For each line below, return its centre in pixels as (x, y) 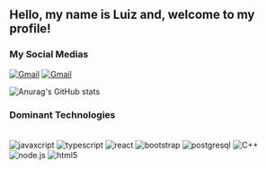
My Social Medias (49, 55)
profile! (30, 29)
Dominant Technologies (62, 114)
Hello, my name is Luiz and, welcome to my (132, 15)
